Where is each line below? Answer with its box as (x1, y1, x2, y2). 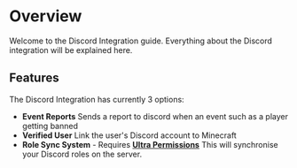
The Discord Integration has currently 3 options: (9, 94, 184, 104)
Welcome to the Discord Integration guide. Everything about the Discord (9, 35, 273, 46)
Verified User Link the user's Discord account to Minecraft (21, 130, 237, 141)
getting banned (21, 120, 78, 131)
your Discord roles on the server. (21, 149, 143, 159)
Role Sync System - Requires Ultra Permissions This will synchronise (21, 139, 278, 149)
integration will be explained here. (9, 44, 133, 55)
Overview (9, 6, 82, 27)
